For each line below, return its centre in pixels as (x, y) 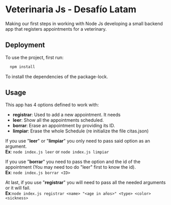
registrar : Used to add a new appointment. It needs (66, 115)
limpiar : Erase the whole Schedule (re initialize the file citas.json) (81, 131)
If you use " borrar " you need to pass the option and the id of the (73, 162)
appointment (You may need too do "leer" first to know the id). (70, 167)
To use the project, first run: (34, 57)
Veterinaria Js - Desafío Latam (71, 9)
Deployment (25, 45)
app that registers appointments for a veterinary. (56, 29)
